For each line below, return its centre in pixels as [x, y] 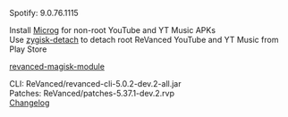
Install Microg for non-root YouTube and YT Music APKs [113, 30]
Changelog [30, 103]
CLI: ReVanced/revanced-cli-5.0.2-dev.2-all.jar [95, 84]
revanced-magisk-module [57, 67]
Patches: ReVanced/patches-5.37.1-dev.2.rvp [92, 93]
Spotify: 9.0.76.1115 [44, 13]
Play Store [28, 49]
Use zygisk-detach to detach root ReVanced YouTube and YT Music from [144, 40]
